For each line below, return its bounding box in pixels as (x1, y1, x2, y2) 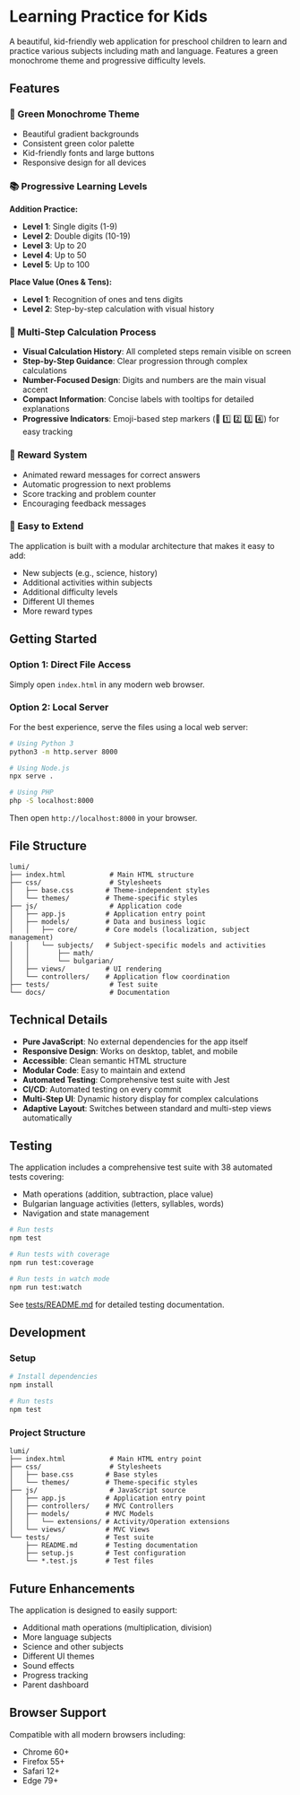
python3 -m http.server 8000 (9, 747, 118, 756)
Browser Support (9, 1705, 107, 1721)
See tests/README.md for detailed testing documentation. (9, 1299, 226, 1310)
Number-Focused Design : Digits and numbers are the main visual (21, 375, 267, 386)
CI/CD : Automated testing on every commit (21, 1084, 182, 1094)
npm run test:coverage (9, 1259, 94, 1268)
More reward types (21, 606, 93, 616)
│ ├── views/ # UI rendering (9, 964, 163, 973)
